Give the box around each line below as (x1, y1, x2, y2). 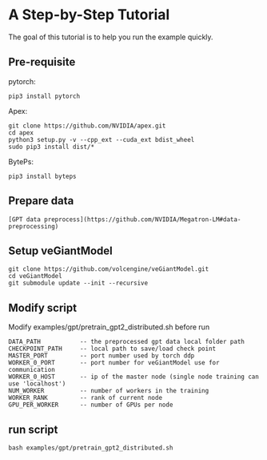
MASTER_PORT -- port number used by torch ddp (8, 352, 195, 360)
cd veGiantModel (8, 272, 62, 280)
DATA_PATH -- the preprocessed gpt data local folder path (8, 338, 245, 346)
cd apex (8, 128, 34, 137)
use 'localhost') (8, 380, 66, 388)
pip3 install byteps (8, 172, 78, 180)
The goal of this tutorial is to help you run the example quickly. (8, 32, 213, 42)
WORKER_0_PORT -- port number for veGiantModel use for (8, 359, 220, 367)
